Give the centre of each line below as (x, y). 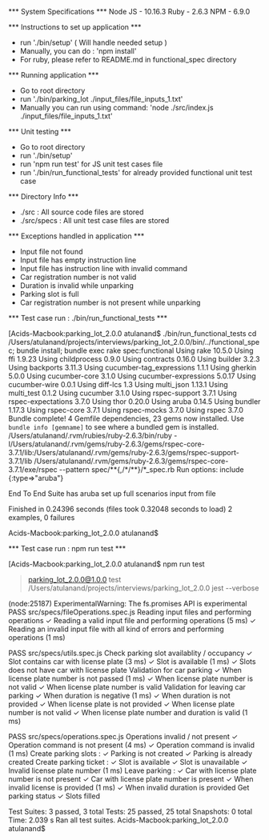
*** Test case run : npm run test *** (67, 548)
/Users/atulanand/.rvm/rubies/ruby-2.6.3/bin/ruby (90, 436)
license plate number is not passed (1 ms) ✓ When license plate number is (131, 678)
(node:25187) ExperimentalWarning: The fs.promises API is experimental (128, 604)
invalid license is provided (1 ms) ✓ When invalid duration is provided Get (129, 788)
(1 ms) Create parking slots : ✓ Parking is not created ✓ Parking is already (130, 754)
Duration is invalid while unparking (77, 286)
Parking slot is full (49, 294)
